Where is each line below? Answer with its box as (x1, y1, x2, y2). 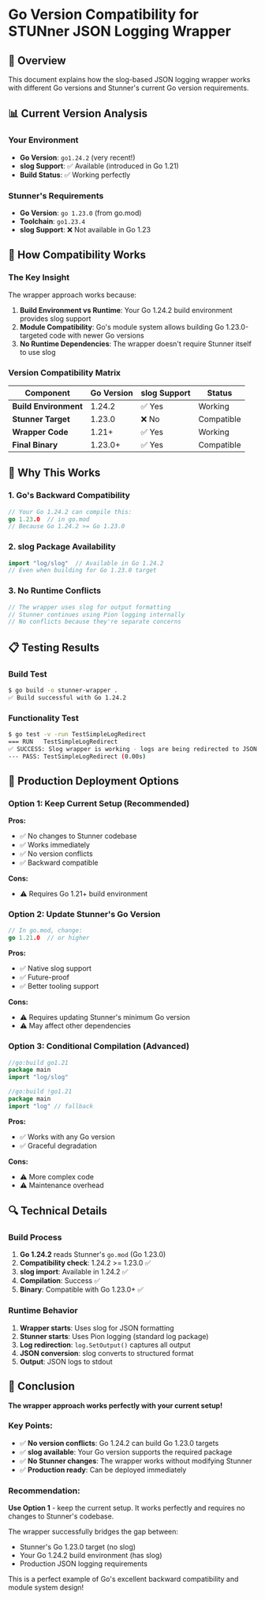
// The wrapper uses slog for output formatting (8, 603, 171, 611)
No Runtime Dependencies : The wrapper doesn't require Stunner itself (19, 338, 252, 349)
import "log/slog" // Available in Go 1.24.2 (8, 559, 164, 567)
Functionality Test (8, 712, 79, 723)
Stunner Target (12, 413, 70, 425)
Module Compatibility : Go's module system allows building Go (19, 322, 225, 331)
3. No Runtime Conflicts (8, 585, 101, 596)
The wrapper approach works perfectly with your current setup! (8, 1401, 223, 1410)
